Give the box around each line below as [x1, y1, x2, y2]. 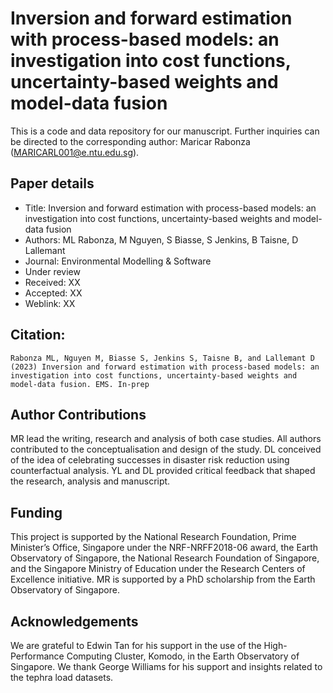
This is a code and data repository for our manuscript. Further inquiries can [10, 125, 320, 137]
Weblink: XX [24, 297, 76, 309]
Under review [24, 265, 81, 277]
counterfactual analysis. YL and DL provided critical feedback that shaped [10, 465, 316, 477]
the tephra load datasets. [10, 672, 114, 683]
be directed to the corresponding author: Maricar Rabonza [10, 135, 251, 147]
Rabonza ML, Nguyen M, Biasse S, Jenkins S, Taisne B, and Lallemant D [10, 353, 315, 363]
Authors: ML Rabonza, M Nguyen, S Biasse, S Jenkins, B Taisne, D [24, 233, 299, 246]
